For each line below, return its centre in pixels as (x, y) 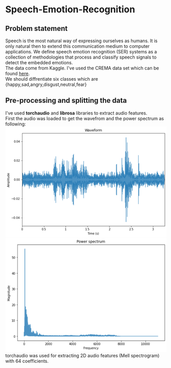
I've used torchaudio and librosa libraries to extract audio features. (76, 113)
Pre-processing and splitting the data (66, 100)
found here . (17, 73)
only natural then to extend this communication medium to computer (78, 46)
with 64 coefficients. (27, 361)
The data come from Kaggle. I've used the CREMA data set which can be (82, 68)
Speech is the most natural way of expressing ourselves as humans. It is (81, 41)
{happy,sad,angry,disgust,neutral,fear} (46, 84)
